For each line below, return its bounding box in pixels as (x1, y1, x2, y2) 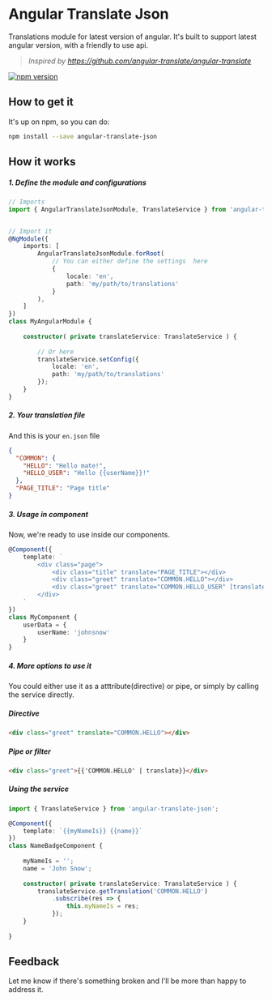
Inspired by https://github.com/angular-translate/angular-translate (28, 56, 252, 66)
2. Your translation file (8, 410, 86, 420)
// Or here (37, 348, 74, 356)
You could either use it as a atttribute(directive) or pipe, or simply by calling (8, 682, 259, 691)
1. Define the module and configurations (8, 178, 147, 187)
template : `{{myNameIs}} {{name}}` (23, 827, 143, 835)
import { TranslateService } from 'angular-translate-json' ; (8, 804, 219, 813)
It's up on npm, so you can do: (8, 117, 110, 126)
